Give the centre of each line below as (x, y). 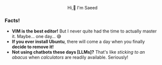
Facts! (12, 20)
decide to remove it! (33, 47)
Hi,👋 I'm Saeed (82, 8)
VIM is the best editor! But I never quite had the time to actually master (84, 31)
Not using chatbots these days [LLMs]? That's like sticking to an (78, 52)
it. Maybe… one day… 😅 (37, 36)
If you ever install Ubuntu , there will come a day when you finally (78, 42)
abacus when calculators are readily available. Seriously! (70, 57)
